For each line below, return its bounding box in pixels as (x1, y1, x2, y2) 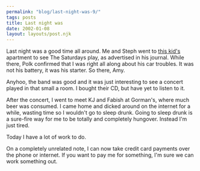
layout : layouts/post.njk (6, 31, 71, 37)
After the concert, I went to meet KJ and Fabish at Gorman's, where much (6, 97, 190, 104)
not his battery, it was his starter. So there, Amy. (6, 67, 125, 74)
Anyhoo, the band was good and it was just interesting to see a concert (6, 79, 184, 86)
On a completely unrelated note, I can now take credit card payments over (6, 145, 190, 152)
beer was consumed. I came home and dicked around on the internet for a (6, 103, 191, 110)
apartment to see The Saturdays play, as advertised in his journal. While (6, 54, 185, 61)
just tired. (6, 122, 30, 129)
